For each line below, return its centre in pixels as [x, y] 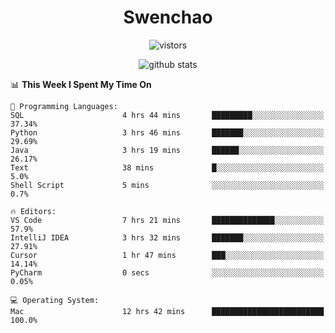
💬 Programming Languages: [64, 106]
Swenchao [168, 17]
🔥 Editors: [33, 211]
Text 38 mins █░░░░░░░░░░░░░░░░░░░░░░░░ [167, 167]
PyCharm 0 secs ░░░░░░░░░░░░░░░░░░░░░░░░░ [167, 272]
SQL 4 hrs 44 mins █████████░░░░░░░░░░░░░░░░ [167, 115]
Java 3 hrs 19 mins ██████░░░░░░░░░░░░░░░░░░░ [167, 150]
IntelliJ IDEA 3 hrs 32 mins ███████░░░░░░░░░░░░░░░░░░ [167, 237]
